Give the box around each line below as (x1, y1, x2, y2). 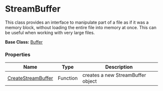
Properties (5, 51, 31, 58)
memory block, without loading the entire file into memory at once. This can (5, 24, 157, 30)
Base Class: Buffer (5, 39, 43, 45)
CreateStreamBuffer (7, 75, 53, 82)
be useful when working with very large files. (5, 30, 95, 35)
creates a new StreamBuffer (82, 72, 147, 78)
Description (105, 64, 133, 71)
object (82, 78, 97, 85)
